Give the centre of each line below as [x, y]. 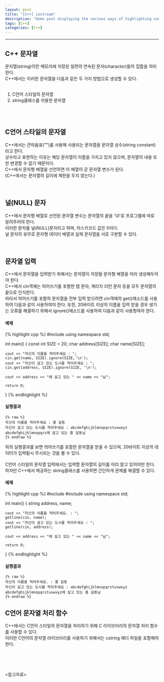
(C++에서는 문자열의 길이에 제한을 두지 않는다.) [50, 175]
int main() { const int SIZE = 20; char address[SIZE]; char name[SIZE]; [75, 343]
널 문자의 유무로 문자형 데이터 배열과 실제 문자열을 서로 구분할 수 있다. [71, 234]
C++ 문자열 [21, 54]
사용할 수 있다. [24, 632]
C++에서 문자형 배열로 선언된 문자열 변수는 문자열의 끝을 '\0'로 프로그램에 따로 [80, 215]
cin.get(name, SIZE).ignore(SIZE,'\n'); [47, 358]
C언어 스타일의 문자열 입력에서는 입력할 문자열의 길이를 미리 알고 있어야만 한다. [80, 464]
